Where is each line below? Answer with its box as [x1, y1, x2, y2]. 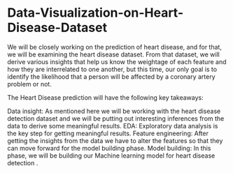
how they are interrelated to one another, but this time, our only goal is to [7, 65, 218, 73]
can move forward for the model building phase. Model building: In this [7, 144, 211, 152]
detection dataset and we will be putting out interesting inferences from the [7, 114, 225, 123]
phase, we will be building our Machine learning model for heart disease [7, 151, 216, 160]
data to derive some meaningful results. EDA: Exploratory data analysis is [7, 121, 218, 130]
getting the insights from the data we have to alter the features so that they [7, 136, 223, 144]
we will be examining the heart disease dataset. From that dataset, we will [7, 50, 220, 59]
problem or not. [7, 80, 52, 88]
